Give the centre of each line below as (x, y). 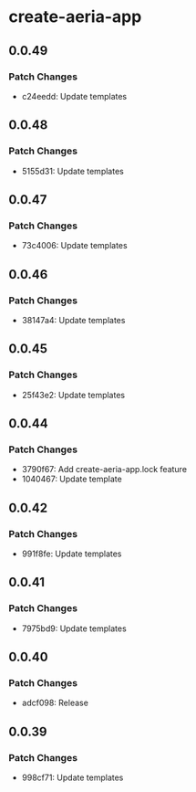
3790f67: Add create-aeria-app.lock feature (104, 470)
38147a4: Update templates (73, 320)
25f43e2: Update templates (73, 395)
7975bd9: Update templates (74, 628)
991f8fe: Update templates (72, 554)
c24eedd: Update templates (74, 96)
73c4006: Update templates (75, 246)
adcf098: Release (55, 703)
